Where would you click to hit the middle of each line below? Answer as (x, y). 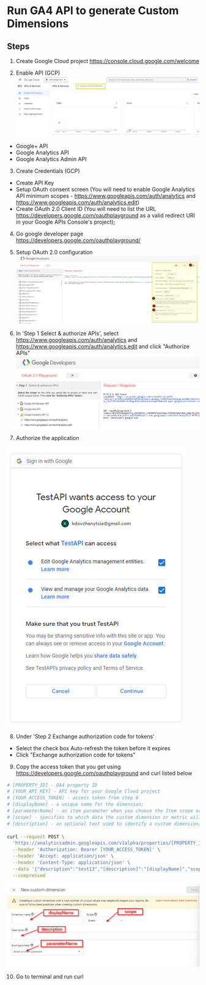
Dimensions (38, 24)
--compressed (29, 875)
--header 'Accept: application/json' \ (63, 856)
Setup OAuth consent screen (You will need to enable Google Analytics (105, 189)
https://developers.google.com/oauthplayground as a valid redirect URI (105, 215)
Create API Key (35, 183)
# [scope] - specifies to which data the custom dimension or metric (97, 817)
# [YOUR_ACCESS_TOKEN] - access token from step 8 (73, 798)
